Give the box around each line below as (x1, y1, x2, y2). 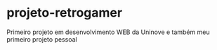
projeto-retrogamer (6, 5, 123, 21)
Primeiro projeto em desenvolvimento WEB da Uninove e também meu (6, 28, 210, 36)
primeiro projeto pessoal (6, 35, 78, 43)
